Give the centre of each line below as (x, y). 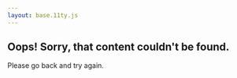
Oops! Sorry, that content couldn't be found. (119, 47)
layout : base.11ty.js (43, 15)
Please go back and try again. (56, 66)
